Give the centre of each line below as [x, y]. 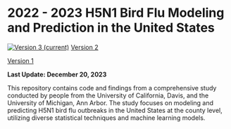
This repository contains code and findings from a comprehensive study [112, 88]
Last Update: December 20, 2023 [57, 74]
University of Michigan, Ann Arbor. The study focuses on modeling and [110, 102]
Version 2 [85, 47]
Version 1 [20, 60]
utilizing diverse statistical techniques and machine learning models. [106, 118]
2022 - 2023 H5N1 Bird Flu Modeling [116, 13]
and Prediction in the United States [111, 28]
